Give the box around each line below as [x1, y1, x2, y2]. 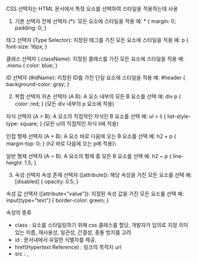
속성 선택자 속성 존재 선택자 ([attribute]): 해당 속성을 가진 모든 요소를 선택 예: [14, 172, 192, 178]
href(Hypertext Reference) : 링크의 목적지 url [14, 244, 122, 251]
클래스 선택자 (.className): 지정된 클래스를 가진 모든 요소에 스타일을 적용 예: [6, 55, 185, 62]
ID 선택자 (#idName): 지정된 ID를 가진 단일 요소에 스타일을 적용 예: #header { [6, 74, 186, 81]
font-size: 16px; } [6, 43, 48, 50]
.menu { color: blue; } [6, 62, 58, 69]
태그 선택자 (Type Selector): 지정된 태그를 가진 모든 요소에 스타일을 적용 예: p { [6, 37, 189, 43]
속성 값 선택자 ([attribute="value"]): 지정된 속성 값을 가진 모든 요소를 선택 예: [6, 190, 184, 197]
